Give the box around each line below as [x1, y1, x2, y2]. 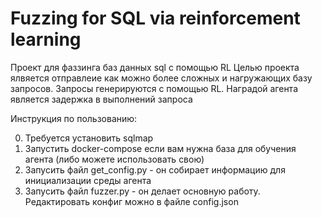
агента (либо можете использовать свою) [24, 153, 205, 165]
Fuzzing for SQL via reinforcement [10, 7, 301, 30]
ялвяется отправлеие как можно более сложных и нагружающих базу [10, 72, 313, 84]
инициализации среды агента [24, 174, 152, 186]
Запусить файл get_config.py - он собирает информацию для [24, 163, 286, 176]
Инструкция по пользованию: [10, 112, 138, 124]
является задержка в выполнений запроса [10, 93, 193, 105]
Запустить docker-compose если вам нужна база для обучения [24, 142, 297, 154]
